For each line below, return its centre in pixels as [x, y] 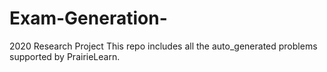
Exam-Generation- [88, 18]
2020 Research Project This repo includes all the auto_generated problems [163, 46]
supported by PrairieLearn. [65, 56]
